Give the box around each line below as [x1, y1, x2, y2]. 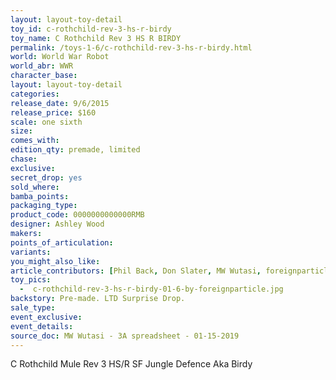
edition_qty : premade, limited [10, 145, 141, 155]
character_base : [10, 71, 78, 81]
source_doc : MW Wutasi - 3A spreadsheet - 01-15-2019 [10, 331, 240, 341]
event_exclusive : [10, 312, 83, 322]
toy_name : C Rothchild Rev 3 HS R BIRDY [10, 33, 182, 43]
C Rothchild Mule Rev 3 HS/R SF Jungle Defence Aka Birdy [10, 358, 253, 370]
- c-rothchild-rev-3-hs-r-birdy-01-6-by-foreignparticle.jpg [19, 284, 284, 295]
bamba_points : [10, 191, 70, 201]
